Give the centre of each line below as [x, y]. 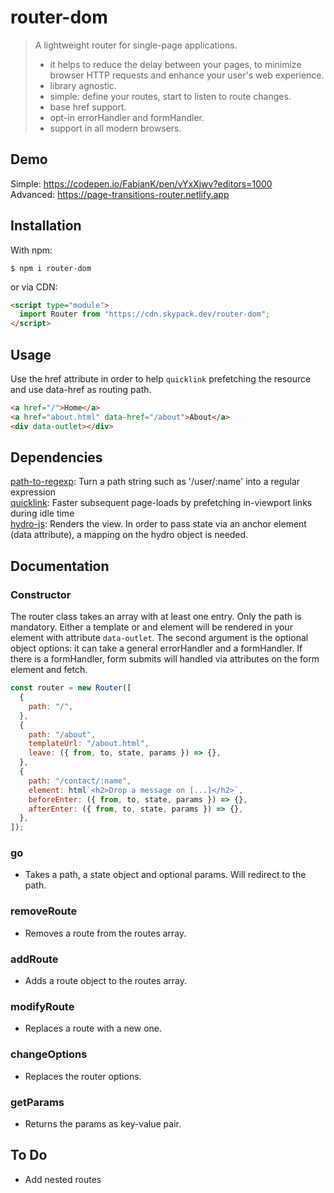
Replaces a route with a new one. [93, 1028]
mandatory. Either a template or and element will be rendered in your [151, 627]
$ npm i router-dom [51, 268]
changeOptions [49, 1054]
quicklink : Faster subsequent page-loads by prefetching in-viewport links [161, 503]
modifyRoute [42, 1006]
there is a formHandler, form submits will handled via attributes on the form [165, 659]
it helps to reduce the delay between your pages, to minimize [175, 64]
